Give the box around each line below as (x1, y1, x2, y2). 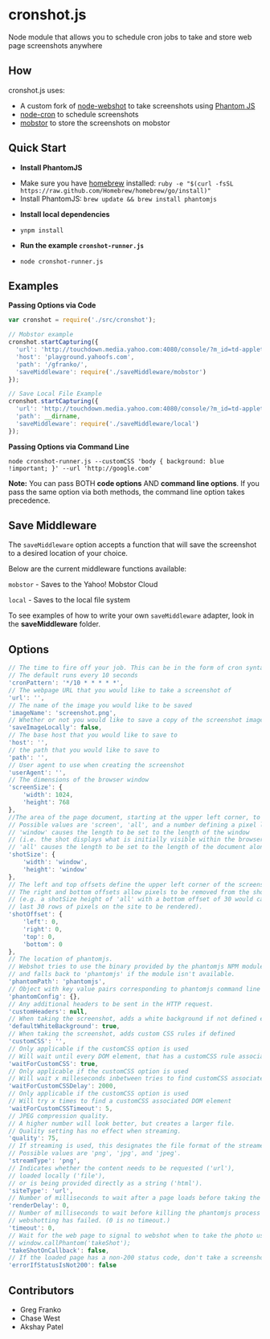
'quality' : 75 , (8, 1134, 59, 1142)
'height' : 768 (22, 798, 70, 806)
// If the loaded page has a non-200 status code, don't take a (8, 1254, 228, 1262)
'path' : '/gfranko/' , (15, 360, 88, 369)
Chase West (19, 1313, 60, 1323)
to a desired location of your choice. (8, 549, 129, 558)
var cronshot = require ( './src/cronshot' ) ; (8, 316, 157, 325)
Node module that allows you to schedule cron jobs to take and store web (8, 32, 252, 42)
